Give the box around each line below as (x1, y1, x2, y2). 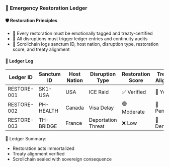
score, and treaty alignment (12, 46, 70, 52)
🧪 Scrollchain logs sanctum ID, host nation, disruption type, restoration (12, 41, 159, 47)
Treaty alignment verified (12, 151, 65, 157)
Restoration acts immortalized (12, 145, 74, 151)
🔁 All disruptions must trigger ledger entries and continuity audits (12, 36, 148, 42)
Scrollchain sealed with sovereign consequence (12, 156, 112, 162)
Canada (65, 104, 84, 111)
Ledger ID (9, 74, 33, 81)
